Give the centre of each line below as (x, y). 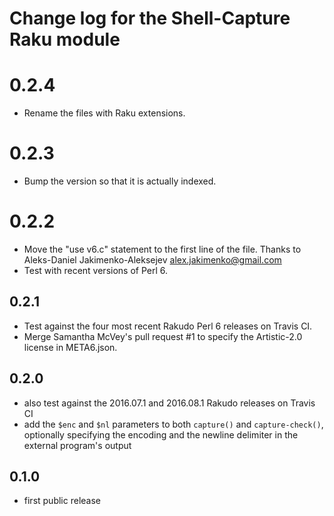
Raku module (65, 39)
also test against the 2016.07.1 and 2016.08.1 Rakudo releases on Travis (169, 403)
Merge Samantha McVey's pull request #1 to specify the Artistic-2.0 (163, 336)
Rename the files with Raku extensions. (104, 113)
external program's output (77, 445)
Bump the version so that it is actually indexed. (120, 181)
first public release (62, 501)
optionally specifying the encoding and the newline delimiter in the (161, 434)
